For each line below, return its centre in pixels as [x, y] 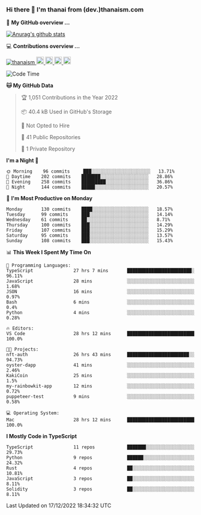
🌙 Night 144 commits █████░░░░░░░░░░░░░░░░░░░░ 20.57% [89, 187]
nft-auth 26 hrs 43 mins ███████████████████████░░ [100, 355]
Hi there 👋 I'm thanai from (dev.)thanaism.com [75, 10]
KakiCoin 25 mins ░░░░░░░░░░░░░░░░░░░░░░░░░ [100, 376]
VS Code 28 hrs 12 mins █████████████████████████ [100, 334]
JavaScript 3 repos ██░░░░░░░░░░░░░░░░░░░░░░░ [100, 479]
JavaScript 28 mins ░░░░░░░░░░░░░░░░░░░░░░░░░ [100, 281]
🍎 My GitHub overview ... [38, 23]
